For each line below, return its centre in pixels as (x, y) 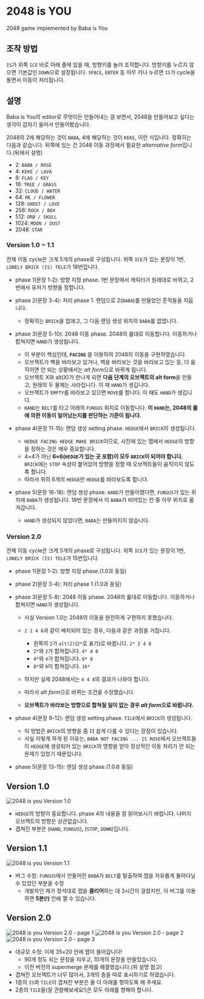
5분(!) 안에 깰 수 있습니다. (66, 898)
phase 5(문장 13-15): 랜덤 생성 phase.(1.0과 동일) (74, 767)
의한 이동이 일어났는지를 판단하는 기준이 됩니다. (86, 415)
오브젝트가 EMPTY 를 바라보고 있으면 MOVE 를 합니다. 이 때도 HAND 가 (100, 392)
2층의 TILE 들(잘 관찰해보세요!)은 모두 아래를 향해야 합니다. (84, 990)
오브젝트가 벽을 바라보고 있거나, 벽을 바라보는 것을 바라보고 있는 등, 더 (107, 362)
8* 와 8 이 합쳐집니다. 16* (62, 666)
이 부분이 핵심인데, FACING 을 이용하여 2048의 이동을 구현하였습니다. (105, 354)
